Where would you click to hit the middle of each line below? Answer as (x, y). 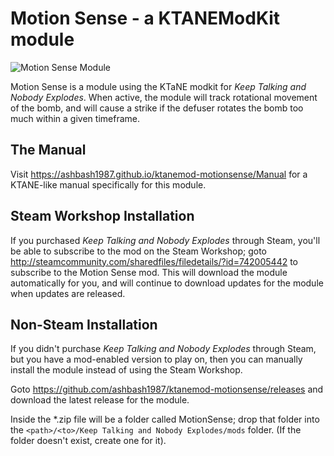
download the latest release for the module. (100, 400)
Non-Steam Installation (84, 324)
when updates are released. (68, 293)
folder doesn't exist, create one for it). (88, 441)
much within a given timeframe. (75, 118)
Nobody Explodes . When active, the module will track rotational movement (164, 97)
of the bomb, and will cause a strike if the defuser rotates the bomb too (157, 108)
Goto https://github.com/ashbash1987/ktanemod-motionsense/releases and (167, 389)
